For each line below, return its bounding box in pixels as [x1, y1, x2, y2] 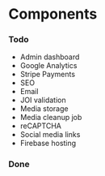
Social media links [19, 130, 81, 140]
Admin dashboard [19, 52, 80, 62]
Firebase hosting [19, 139, 77, 148]
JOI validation [19, 95, 66, 105]
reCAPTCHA [19, 121, 62, 131]
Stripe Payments [19, 70, 75, 79]
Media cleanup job [19, 113, 82, 122]
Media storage [19, 104, 69, 114]
